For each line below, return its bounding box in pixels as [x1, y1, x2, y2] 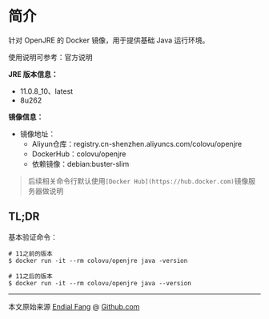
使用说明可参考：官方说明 [8, 52, 93, 62]
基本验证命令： [8, 232, 58, 241]
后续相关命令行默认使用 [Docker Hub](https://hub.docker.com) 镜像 [27, 176, 249, 185]
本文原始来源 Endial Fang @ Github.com [8, 301, 140, 311]
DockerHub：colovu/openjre [31, 149, 126, 159]
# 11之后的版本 [8, 272, 54, 281]
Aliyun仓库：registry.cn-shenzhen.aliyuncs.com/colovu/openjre [31, 139, 243, 148]
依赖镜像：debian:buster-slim [31, 159, 130, 168]
